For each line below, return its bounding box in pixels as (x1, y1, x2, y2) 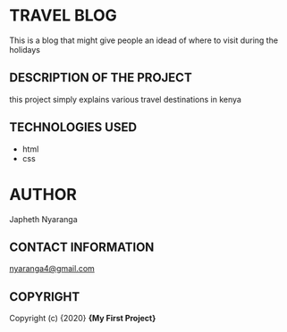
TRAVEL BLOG (9, 5, 118, 26)
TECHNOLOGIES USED (9, 120, 137, 135)
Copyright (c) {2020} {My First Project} (9, 313, 156, 324)
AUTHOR (9, 184, 78, 204)
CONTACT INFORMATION (9, 239, 155, 254)
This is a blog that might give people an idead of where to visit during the (9, 35, 279, 46)
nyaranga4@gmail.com (9, 263, 96, 274)
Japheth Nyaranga (9, 213, 78, 224)
